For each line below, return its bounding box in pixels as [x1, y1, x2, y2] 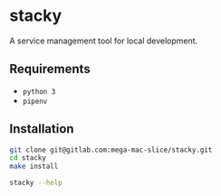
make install [9, 162, 59, 172]
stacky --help [9, 178, 63, 188]
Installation [9, 121, 74, 136]
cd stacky [9, 154, 47, 163]
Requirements [9, 61, 91, 77]
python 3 [22, 87, 56, 96]
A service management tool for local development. [9, 35, 198, 46]
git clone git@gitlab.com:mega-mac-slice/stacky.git [9, 145, 213, 154]
